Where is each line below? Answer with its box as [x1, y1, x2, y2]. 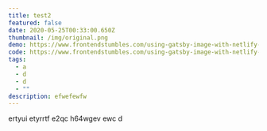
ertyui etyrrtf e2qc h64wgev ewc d [8, 114, 123, 123]
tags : [8, 56, 26, 64]
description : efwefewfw [8, 92, 87, 100]
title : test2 [8, 11, 52, 20]
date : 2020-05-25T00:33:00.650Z [8, 26, 115, 34]
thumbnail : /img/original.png [8, 33, 109, 42]
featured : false [8, 19, 62, 27]
